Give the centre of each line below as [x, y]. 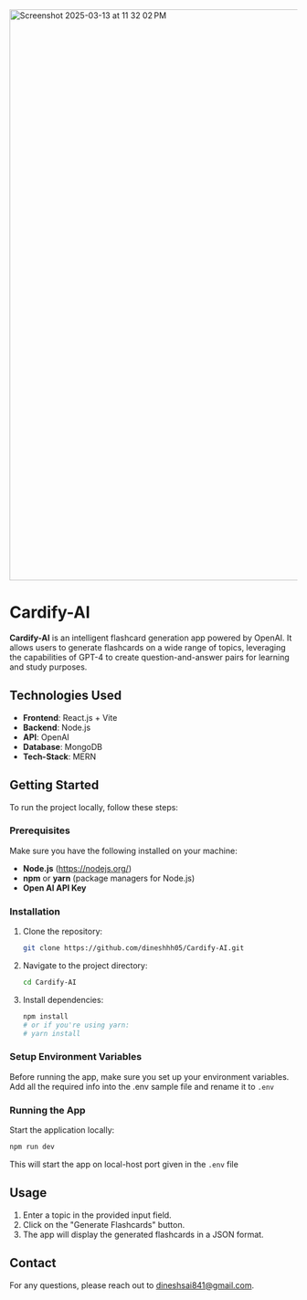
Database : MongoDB [63, 746]
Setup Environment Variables [76, 1057]
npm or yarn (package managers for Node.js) [109, 878]
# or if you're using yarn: [76, 1025]
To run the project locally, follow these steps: [94, 807]
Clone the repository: [63, 932]
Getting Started [54, 785]
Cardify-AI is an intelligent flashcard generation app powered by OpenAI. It [151, 638]
